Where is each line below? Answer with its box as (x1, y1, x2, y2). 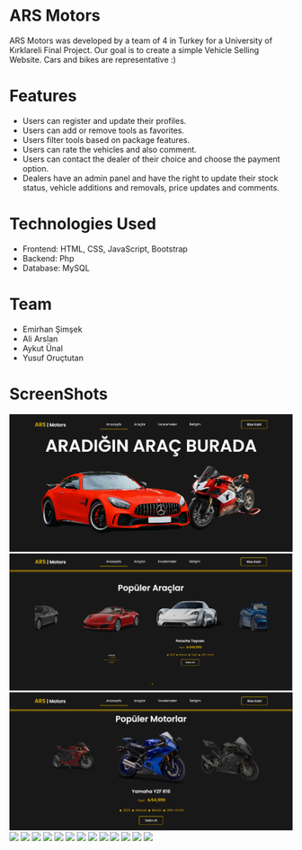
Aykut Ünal (22, 342, 63, 353)
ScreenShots (9, 384, 108, 404)
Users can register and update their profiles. (22, 115, 187, 126)
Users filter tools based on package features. (22, 134, 191, 145)
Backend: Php (22, 252, 75, 263)
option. (22, 163, 49, 173)
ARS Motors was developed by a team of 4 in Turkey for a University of (9, 35, 272, 46)
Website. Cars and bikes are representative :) (9, 54, 177, 65)
